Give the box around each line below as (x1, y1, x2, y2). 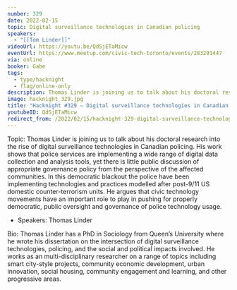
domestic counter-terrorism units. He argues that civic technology (7, 187, 200, 195)
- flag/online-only (13, 83, 71, 90)
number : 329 (7, 10, 42, 18)
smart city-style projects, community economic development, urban (7, 259, 205, 268)
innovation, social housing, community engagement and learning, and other (7, 267, 227, 275)
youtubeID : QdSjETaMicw (7, 109, 78, 116)
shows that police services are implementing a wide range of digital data (7, 150, 219, 158)
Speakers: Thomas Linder (17, 216, 93, 224)
